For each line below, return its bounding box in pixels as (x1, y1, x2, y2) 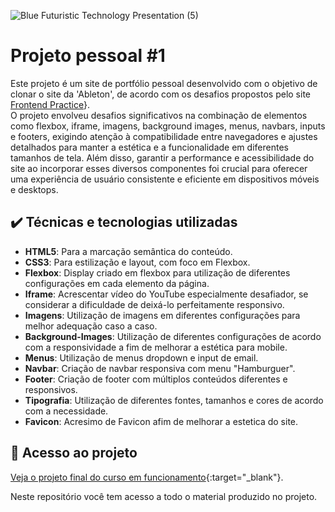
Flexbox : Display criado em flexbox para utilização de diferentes (24, 266, 291, 279)
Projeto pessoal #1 (10, 45, 166, 67)
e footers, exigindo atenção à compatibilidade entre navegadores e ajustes (10, 130, 318, 142)
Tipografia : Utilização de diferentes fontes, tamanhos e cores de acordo (24, 394, 324, 406)
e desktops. (10, 183, 59, 195)
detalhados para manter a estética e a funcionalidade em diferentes (10, 141, 289, 153)
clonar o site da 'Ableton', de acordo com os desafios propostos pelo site (10, 88, 311, 100)
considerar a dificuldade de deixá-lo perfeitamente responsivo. (24, 298, 285, 310)
